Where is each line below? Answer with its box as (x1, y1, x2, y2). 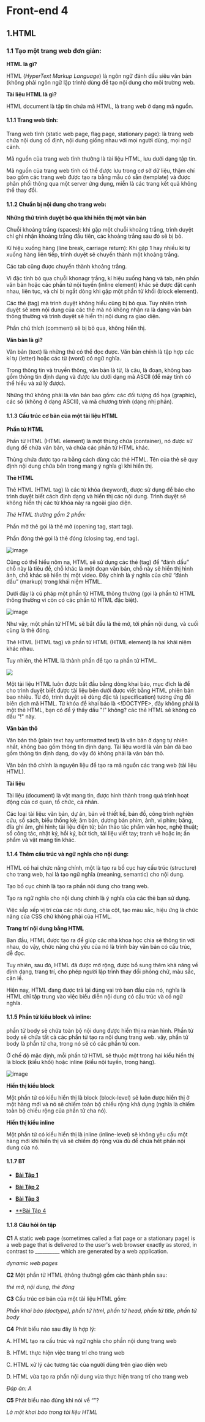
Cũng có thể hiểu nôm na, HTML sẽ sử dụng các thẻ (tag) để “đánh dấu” (6, 558, 190, 566)
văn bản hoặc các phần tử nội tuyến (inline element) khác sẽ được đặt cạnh (6, 281, 196, 289)
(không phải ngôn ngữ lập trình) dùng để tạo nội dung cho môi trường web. (6, 78, 195, 86)
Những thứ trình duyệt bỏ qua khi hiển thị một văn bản (6, 214, 147, 221)
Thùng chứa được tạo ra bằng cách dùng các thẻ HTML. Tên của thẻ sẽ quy (6, 456, 198, 463)
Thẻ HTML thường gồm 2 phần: (6, 511, 86, 519)
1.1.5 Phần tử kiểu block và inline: (6, 1013, 92, 1021)
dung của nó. (6, 1144, 40, 1151)
